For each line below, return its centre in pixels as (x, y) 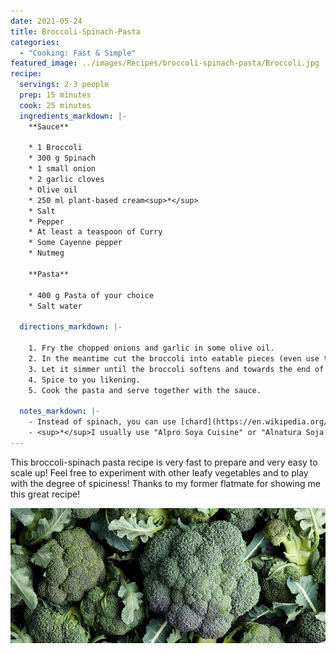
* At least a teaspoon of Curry (95, 232)
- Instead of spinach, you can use (102, 422)
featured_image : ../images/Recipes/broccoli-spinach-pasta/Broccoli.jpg (165, 63)
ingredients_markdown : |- (73, 116)
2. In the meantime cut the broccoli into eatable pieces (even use (174, 358)
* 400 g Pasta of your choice (91, 295)
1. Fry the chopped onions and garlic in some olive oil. (151, 348)
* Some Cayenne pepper (75, 243)
